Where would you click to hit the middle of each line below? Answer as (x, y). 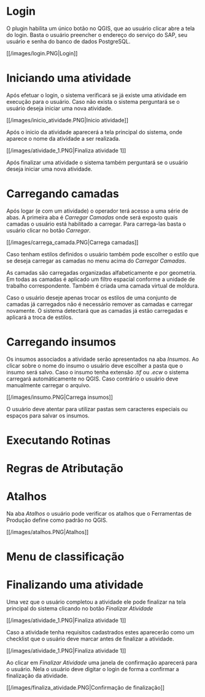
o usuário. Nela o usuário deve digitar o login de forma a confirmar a (93, 669)
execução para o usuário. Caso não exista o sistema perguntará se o (93, 101)
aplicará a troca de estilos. (40, 317)
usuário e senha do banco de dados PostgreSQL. (68, 41)
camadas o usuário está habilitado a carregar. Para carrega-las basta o (96, 224)
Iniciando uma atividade (69, 78)
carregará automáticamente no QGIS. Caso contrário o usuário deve (92, 379)
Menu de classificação (65, 557)
